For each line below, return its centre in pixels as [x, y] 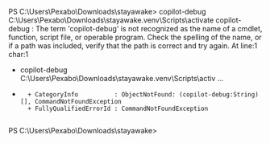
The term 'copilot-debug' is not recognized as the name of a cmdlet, [149, 29]
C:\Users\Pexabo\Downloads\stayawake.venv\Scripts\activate [111, 20]
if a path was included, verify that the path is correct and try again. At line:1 [133, 46]
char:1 [19, 54]
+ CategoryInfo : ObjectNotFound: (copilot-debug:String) [143, 95]
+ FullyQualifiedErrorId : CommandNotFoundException [118, 108]
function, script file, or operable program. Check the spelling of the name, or [135, 37]
